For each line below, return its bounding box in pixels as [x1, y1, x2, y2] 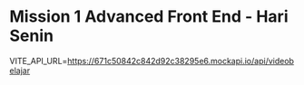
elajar [9, 65, 30, 76]
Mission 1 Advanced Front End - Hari [9, 6, 289, 27]
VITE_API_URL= [9, 55, 68, 66]
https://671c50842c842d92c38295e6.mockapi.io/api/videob [67, 55, 295, 66]
